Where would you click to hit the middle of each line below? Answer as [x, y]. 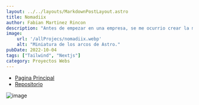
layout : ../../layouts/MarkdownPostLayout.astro [67, 12]
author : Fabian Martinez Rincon [46, 22]
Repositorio [29, 84]
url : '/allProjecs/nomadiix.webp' [59, 39]
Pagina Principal [35, 78]
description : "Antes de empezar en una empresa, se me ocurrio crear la [98, 28]
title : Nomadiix [26, 17]
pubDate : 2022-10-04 [32, 50]
